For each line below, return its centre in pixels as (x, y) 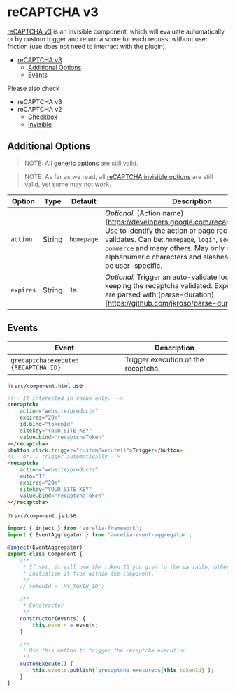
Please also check (34, 88)
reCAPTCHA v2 (40, 109)
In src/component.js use (42, 515)
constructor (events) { (53, 619)
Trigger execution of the (164, 359)
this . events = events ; (65, 625)
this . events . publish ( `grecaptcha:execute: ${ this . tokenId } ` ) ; (123, 671)
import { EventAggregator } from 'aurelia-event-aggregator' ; (100, 535)
